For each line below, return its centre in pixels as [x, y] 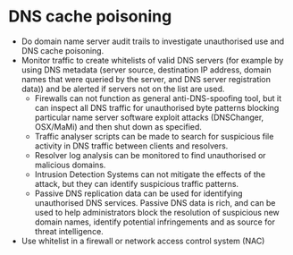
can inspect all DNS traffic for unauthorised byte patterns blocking [157, 107]
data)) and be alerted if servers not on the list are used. [123, 89]
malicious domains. [70, 165]
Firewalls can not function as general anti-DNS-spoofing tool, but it [158, 98]
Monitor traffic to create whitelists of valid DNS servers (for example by [152, 60]
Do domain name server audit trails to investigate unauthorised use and [153, 41]
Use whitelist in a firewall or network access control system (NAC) [143, 241]
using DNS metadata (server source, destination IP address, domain [146, 70]
